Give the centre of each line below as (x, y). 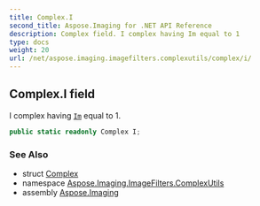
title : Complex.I (41, 17)
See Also (29, 154)
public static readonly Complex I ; (75, 132)
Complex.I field (52, 94)
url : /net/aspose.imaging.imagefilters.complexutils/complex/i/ (130, 58)
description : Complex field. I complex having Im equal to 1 (125, 34)
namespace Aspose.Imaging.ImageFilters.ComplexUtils (123, 183)
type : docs (29, 42)
